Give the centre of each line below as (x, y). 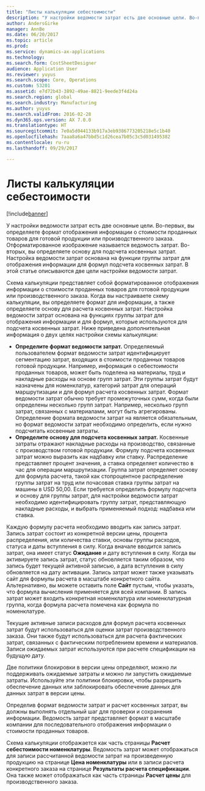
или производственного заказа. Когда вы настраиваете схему (88, 295)
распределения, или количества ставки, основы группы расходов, (94, 540)
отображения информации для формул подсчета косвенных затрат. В (98, 264)
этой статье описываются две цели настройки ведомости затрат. (92, 271)
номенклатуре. (26, 611)
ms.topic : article (30, 40)
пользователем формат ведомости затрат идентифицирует (93, 353)
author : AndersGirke (33, 23)
